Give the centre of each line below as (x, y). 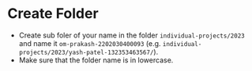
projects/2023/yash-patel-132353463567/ (86, 52)
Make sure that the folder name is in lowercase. (96, 60)
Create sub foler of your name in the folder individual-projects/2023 (132, 35)
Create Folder (53, 14)
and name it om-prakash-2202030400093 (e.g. (90, 43)
